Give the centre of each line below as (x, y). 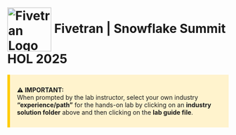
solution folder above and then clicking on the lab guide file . (105, 112)
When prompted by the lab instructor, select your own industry (108, 97)
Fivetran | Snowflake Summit (140, 28)
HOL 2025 (38, 59)
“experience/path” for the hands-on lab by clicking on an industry (114, 105)
